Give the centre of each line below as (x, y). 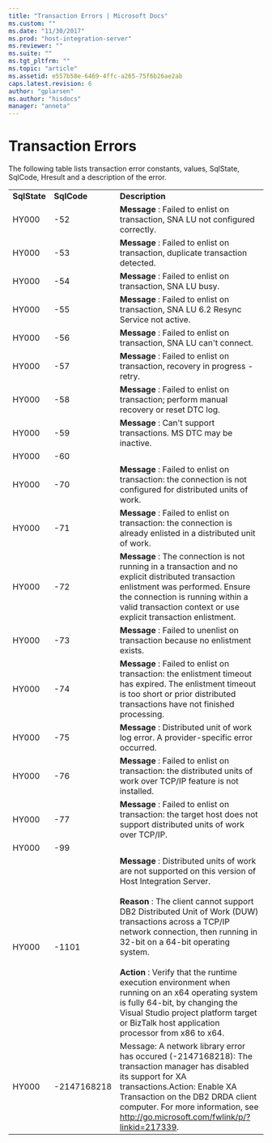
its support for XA (153, 1077)
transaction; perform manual (174, 400)
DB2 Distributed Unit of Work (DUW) (189, 911)
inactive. (136, 444)
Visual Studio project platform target (188, 1013)
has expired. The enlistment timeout (188, 684)
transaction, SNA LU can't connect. (186, 343)
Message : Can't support (167, 423)
